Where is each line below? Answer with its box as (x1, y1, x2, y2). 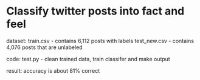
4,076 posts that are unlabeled (6, 44, 83, 51)
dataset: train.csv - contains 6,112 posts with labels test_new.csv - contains (6, 37, 195, 44)
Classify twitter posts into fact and (6, 4, 185, 18)
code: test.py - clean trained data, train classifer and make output (6, 55, 170, 62)
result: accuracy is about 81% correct (6, 67, 100, 74)
